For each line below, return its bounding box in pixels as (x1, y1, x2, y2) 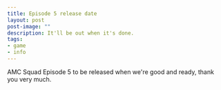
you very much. (7, 75, 52, 83)
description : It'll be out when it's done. (7, 29, 135, 37)
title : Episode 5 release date (7, 10, 97, 17)
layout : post (7, 17, 45, 24)
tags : (7, 36, 23, 43)
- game (7, 42, 26, 49)
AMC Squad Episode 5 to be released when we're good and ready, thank (7, 67, 214, 76)
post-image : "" (7, 23, 51, 30)
